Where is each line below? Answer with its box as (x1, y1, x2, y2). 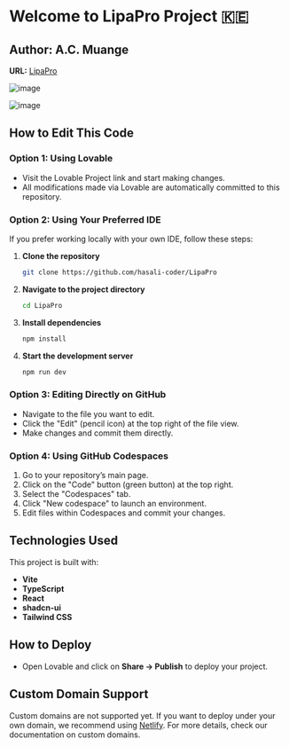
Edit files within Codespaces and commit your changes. (21, 507, 226, 518)
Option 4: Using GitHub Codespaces (9, 450, 168, 462)
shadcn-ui (21, 602, 62, 613)
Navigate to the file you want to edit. (21, 408, 155, 419)
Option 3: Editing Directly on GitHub (9, 389, 167, 401)
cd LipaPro (21, 301, 63, 310)
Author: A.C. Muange (9, 42, 129, 57)
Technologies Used (9, 533, 118, 548)
